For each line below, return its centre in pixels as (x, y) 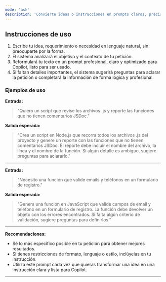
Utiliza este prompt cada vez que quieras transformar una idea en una (83, 264)
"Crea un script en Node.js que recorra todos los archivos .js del (83, 135)
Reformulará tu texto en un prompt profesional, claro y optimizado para (84, 62)
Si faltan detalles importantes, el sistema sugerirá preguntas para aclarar (86, 72)
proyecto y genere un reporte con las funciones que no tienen (80, 140)
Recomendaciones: (25, 234)
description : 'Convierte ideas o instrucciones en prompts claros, (76, 14)
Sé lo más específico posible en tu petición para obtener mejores (78, 243)
